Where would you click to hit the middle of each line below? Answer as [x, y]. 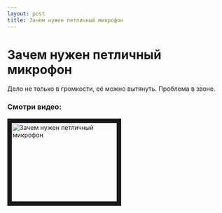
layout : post [26, 14]
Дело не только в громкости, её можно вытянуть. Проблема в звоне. [111, 89]
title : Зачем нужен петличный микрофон [65, 20]
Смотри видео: [34, 107]
